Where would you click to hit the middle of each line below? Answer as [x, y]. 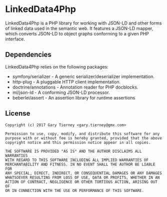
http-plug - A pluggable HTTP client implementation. [66, 81]
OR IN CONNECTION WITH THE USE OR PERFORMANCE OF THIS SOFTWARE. [74, 190]
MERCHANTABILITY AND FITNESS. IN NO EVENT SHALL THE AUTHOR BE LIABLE [80, 164]
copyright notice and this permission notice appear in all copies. [78, 142]
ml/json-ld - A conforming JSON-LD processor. [61, 92]
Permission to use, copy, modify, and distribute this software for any [82, 133]
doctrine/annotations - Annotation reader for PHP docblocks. [75, 87]
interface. [15, 39]
